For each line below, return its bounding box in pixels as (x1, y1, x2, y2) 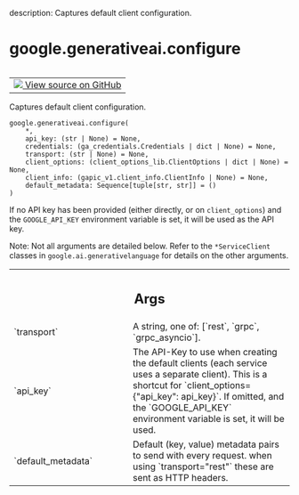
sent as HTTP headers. (133, 472, 229, 484)
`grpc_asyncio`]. (133, 331, 201, 344)
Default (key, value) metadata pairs (133, 438, 280, 450)
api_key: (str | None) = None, (25, 134, 141, 143)
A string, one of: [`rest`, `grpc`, (133, 321, 260, 333)
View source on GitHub (25, 78, 122, 91)
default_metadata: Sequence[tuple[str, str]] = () (25, 181, 217, 190)
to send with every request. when (133, 450, 273, 462)
